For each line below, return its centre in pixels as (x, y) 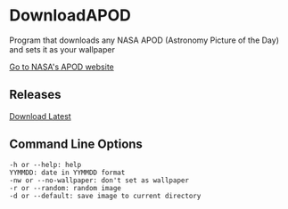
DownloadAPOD (70, 16)
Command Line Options (76, 145)
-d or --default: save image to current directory (105, 196)
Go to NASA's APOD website (62, 67)
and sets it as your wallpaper (62, 49)
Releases (35, 95)
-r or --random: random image (66, 188)
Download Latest (40, 116)
